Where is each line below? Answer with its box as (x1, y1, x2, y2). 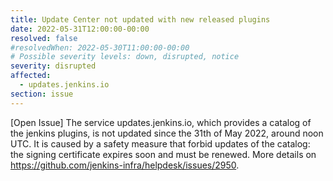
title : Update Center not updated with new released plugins (10, 14, 271, 25)
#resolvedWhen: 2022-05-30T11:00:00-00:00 (10, 42, 190, 53)
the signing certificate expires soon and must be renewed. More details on (10, 148, 317, 160)
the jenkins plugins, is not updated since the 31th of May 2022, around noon (10, 127, 324, 139)
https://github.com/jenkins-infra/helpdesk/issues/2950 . (10, 159, 240, 171)
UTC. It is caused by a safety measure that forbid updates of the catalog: (10, 137, 311, 150)
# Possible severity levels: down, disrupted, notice (10, 52, 240, 62)
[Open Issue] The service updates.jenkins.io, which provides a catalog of (10, 116, 312, 128)
